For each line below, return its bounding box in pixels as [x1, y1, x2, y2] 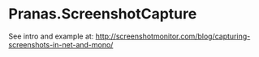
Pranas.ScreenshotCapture [8, 5, 197, 23]
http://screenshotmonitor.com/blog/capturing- [95, 31, 251, 41]
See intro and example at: [8, 31, 94, 41]
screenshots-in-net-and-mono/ [8, 39, 114, 49]
